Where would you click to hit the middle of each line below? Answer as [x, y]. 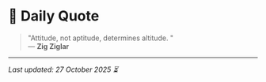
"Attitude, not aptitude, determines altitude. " [101, 38]
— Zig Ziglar [48, 46]
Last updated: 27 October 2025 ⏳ [63, 69]
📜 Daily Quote [54, 16]
